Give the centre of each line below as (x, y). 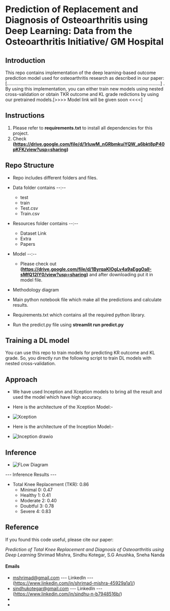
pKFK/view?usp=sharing (40, 149)
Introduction (25, 60)
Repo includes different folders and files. (55, 178)
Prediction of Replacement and (72, 9)
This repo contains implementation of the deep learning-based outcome (81, 73)
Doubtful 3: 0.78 (37, 506)
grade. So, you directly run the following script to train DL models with (78, 358)
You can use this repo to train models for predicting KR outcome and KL (80, 353)
